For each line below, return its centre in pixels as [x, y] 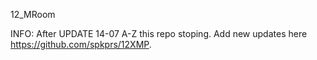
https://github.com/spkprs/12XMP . [81, 44]
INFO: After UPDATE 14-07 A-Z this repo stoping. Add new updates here [159, 33]
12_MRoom [33, 14]
